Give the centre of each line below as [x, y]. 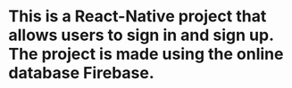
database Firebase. [82, 73]
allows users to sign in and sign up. [141, 35]
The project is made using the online [146, 54]
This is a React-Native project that [138, 16]
